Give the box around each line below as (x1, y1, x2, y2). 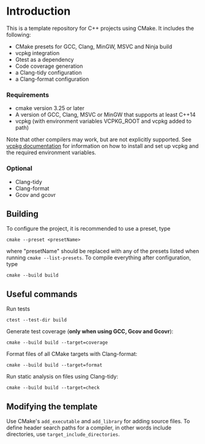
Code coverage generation (15, 62, 83, 70)
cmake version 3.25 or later (15, 105, 84, 112)
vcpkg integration (15, 49, 60, 56)
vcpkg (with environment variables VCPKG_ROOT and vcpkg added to (15, 117, 192, 125)
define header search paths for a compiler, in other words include (6, 424, 172, 431)
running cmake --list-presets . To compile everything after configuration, (6, 254, 192, 261)
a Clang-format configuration (15, 75, 89, 83)
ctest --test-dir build (6, 317, 67, 324)
